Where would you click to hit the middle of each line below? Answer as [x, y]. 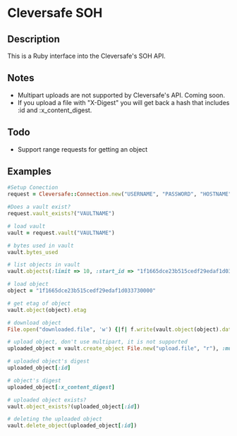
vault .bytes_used [33, 252]
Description [34, 39]
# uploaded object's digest [49, 361]
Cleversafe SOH [55, 13]
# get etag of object [39, 303]
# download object [34, 322]
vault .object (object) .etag [47, 310]
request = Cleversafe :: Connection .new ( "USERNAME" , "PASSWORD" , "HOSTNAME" [120, 194]
